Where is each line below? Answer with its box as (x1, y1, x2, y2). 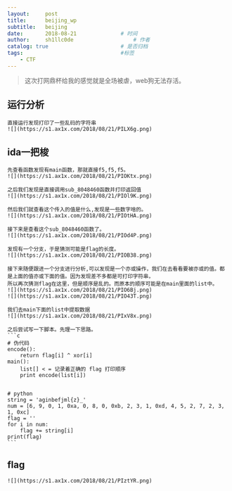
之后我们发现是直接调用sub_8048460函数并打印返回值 (7, 186, 142, 193)
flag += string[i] (20, 427, 74, 435)
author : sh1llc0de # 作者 (7, 37, 150, 44)
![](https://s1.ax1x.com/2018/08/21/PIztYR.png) (7, 478, 153, 485)
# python (7, 390, 33, 397)
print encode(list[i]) (20, 372, 86, 379)
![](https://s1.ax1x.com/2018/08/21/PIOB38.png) (7, 252, 153, 259)
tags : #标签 (7, 50, 135, 57)
